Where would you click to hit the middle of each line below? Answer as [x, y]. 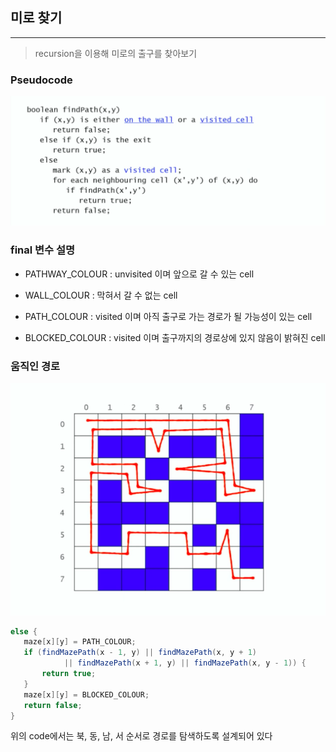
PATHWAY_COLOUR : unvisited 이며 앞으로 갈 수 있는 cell [139, 274]
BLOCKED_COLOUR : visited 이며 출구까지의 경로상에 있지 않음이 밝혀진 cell [175, 337]
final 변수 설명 [43, 250]
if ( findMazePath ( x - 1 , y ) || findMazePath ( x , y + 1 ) [140, 653]
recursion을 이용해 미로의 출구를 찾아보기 [116, 53]
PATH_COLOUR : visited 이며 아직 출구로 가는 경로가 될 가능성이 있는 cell [168, 316]
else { [24, 631]
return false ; [53, 705]
